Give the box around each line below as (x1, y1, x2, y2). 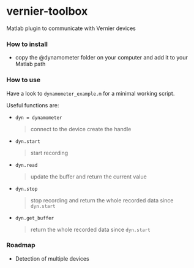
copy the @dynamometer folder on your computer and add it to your (15, 54, 188, 61)
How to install (6, 40, 48, 48)
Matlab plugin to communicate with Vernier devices (6, 25, 136, 32)
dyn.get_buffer (15, 215, 54, 221)
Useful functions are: (6, 101, 59, 109)
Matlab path (15, 60, 46, 68)
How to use (6, 75, 41, 84)
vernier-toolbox (6, 4, 88, 18)
